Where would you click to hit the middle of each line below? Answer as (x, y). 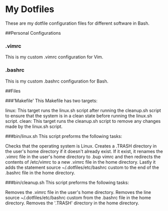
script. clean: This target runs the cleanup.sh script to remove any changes (83, 121)
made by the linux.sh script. (34, 126)
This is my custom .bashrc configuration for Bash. (57, 81)
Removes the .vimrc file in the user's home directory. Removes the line (78, 192)
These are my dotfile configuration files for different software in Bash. (77, 23)
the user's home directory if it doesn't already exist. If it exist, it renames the (84, 151)
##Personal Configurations (33, 33)
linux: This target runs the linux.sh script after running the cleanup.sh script (83, 110)
